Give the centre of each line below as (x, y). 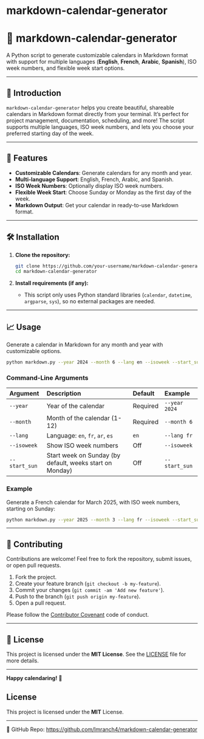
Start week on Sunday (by (83, 455)
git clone (28, 266)
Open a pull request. (41, 603)
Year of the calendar (76, 406)
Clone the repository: (42, 255)
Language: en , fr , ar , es (80, 436)
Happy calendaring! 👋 (34, 678)
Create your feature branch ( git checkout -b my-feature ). (88, 583)
